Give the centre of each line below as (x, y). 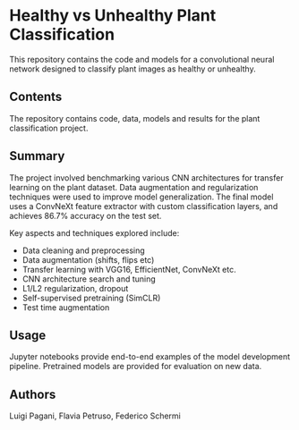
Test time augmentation (66, 307)
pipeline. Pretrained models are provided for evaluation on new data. (136, 367)
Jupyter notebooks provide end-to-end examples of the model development (150, 357)
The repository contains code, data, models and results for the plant (135, 118)
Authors (33, 394)
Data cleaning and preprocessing (83, 250)
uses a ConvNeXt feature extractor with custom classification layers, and (144, 206)
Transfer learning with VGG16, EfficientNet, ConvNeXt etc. (129, 269)
